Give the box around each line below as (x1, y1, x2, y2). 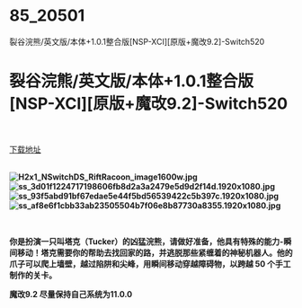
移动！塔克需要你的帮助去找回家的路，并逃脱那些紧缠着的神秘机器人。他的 (16, 247, 293, 258)
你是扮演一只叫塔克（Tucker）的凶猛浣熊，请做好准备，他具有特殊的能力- (9, 235, 284, 247)
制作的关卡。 (9, 269, 57, 280)
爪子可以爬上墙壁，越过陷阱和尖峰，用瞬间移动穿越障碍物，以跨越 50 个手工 (9, 258, 291, 269)
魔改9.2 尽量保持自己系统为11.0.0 (9, 288, 133, 299)
